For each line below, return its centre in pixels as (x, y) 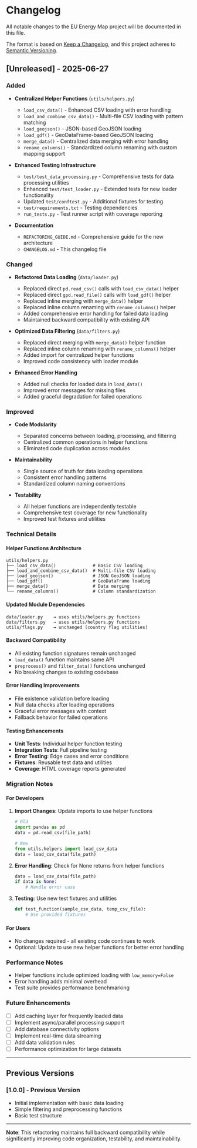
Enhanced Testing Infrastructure (55, 165)
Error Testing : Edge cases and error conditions (72, 757)
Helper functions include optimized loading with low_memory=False (94, 975)
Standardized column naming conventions (74, 484)
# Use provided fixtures (56, 915)
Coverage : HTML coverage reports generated (70, 769)
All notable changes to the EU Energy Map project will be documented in (94, 26)
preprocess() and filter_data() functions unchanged (80, 665)
